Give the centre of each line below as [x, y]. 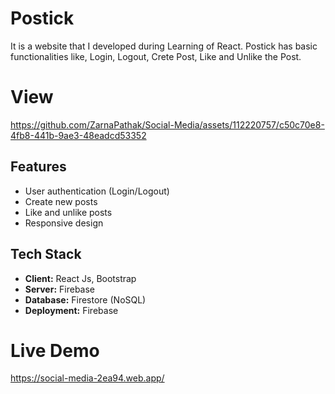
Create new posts [61, 201]
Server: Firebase [60, 289]
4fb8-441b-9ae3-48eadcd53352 [78, 135]
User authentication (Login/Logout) [97, 191]
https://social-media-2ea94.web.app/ [87, 378]
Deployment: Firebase [71, 310]
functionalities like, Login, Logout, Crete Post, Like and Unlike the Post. [156, 56]
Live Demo [55, 350]
